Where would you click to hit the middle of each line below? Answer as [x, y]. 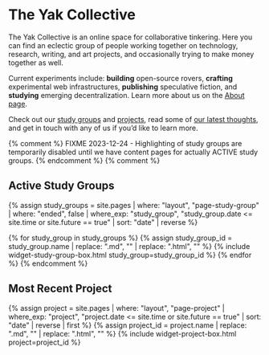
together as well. [36, 63]
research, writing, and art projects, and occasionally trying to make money [131, 54]
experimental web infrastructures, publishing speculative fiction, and [123, 87]
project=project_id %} [45, 342]
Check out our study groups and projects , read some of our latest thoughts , [133, 119]
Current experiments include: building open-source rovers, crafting [120, 78]
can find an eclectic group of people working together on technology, [123, 45]
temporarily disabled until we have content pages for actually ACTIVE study [133, 152]
